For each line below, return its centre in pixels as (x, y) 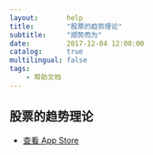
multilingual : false (49, 60)
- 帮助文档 (44, 77)
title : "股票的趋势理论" (66, 26)
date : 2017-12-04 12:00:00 (77, 43)
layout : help (46, 18)
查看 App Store (51, 140)
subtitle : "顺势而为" (56, 35)
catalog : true (46, 52)
